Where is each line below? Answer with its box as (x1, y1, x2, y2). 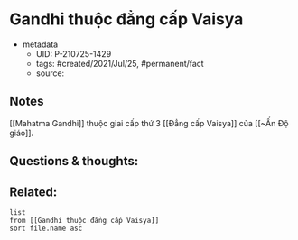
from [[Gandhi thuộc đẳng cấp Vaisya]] (9, 216, 160, 225)
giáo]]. (9, 127, 34, 138)
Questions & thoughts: (9, 153, 139, 169)
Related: (9, 184, 58, 199)
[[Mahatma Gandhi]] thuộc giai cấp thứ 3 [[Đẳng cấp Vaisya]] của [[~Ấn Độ (9, 117, 289, 128)
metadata (22, 39, 59, 50)
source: (35, 68, 65, 78)
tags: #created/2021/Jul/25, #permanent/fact (35, 58, 205, 69)
